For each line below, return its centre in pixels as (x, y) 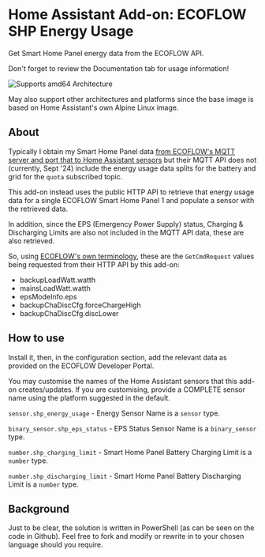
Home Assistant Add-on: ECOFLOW (127, 15)
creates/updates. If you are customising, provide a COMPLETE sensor (132, 390)
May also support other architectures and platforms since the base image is (131, 99)
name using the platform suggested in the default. (90, 397)
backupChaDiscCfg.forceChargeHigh (80, 305)
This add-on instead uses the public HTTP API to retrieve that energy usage (131, 192)
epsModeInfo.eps (48, 296)
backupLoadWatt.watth (58, 280)
